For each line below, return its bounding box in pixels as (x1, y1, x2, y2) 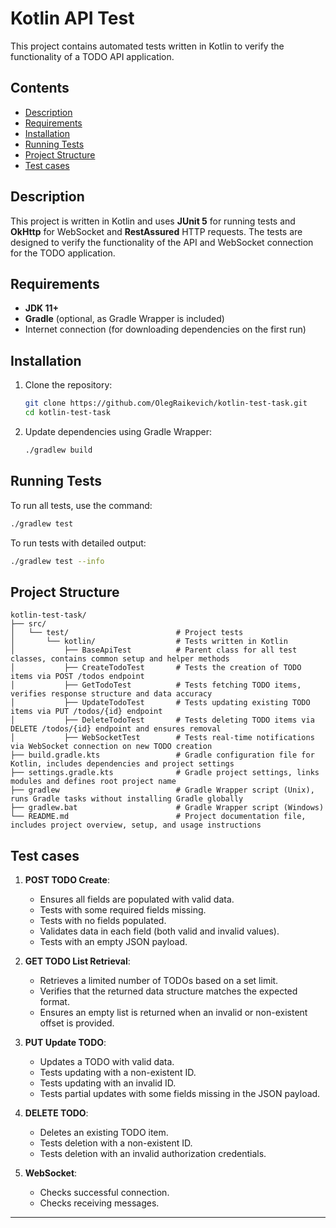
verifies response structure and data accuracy (10, 689, 213, 699)
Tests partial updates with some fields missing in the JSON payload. (39, 1088, 321, 1099)
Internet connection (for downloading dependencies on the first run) (24, 323, 307, 336)
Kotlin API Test (10, 7, 135, 30)
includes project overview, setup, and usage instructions (10, 820, 262, 831)
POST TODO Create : (24, 874, 110, 886)
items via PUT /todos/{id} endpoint (10, 707, 163, 717)
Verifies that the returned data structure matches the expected (39, 985, 298, 997)
